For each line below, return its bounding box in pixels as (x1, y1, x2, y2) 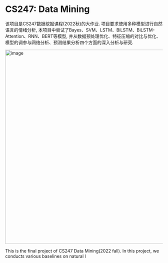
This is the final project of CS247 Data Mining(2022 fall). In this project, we (5, 247, 159, 253)
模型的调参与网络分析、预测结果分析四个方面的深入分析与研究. (5, 39, 134, 45)
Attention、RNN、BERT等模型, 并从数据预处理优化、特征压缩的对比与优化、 (5, 33, 161, 39)
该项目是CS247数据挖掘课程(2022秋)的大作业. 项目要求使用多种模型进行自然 (5, 20, 163, 26)
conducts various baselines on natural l (5, 253, 86, 259)
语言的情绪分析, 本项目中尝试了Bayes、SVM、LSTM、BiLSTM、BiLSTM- (5, 26, 155, 33)
